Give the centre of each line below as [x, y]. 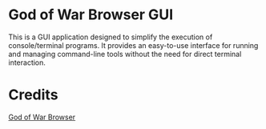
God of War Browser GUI [91, 15]
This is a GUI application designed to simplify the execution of [111, 37]
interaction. [27, 62]
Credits [33, 95]
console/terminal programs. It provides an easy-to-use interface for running [133, 45]
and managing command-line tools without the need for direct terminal [125, 54]
